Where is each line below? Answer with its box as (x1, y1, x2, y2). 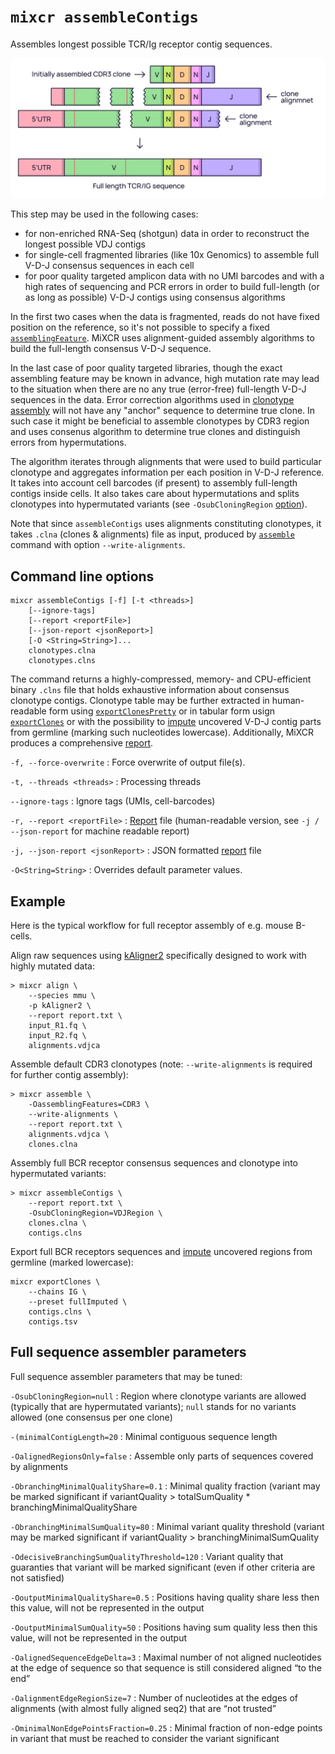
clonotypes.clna (28, 646, 97, 656)
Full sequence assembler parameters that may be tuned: (10, 1370, 243, 1382)
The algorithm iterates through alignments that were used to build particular (10, 456, 322, 468)
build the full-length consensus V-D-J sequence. (10, 343, 212, 355)
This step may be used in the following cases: (10, 208, 199, 220)
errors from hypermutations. (10, 436, 127, 449)
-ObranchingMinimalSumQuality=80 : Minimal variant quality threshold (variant (10, 1520, 325, 1532)
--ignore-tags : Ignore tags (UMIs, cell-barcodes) (10, 795, 216, 807)
